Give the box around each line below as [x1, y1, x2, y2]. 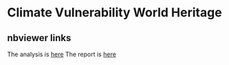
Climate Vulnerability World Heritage [7, 5, 222, 21]
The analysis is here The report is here [7, 50, 117, 58]
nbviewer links [7, 32, 72, 44]
